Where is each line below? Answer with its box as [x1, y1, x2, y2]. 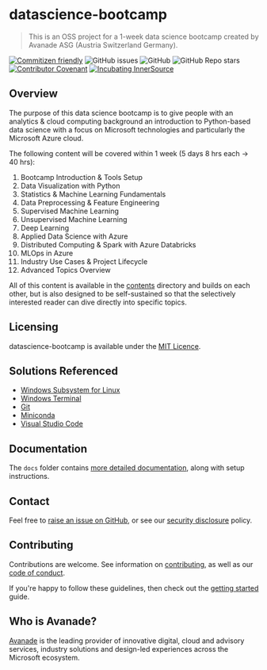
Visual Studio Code [20, 419, 84, 429]
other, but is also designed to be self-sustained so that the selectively [9, 289, 236, 298]
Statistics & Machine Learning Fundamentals [20, 189, 166, 199]
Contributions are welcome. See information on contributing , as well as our [9, 559, 254, 569]
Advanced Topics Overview [20, 265, 111, 274]
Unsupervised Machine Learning [20, 214, 128, 224]
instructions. [9, 472, 50, 481]
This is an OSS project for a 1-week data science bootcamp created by [28, 32, 259, 41]
